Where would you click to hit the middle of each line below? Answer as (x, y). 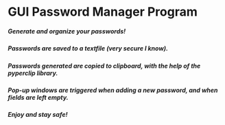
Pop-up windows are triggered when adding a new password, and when (113, 90)
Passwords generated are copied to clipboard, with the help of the (104, 66)
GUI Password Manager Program (103, 12)
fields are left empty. (38, 97)
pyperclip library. (33, 73)
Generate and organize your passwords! (67, 31)
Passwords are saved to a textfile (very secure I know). (88, 48)
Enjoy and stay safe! (38, 115)
